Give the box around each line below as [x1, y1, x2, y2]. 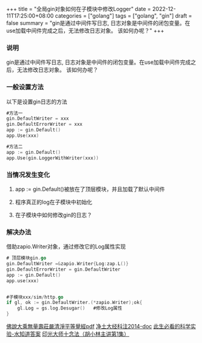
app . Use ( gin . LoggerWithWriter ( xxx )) [6, 154, 99, 161]
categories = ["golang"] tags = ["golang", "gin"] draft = [55, 12, 192, 19]
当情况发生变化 [6, 170, 50, 179]
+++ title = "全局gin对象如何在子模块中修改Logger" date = [6, 5, 152, 12]
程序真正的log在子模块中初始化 [15, 198, 93, 206]
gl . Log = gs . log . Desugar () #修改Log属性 [17, 305, 123, 311]
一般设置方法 [6, 83, 44, 91]
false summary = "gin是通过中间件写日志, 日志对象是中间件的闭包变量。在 [6, 19, 190, 26]
